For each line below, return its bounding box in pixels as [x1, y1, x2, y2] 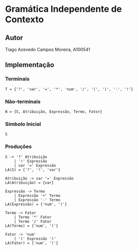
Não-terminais [5, 98, 41, 105]
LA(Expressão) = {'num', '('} [5, 202, 68, 207]
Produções [5, 143, 32, 150]
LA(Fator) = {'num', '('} [5, 240, 58, 246]
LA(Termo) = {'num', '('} [5, 223, 58, 228]
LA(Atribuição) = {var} [5, 180, 54, 185]
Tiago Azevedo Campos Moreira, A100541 [5, 47, 90, 52]
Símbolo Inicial [5, 121, 41, 127]
